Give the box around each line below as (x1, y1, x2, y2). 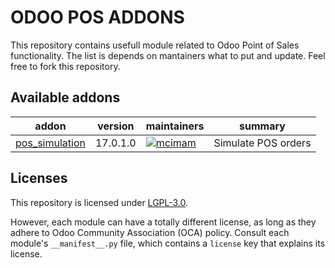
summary (239, 119, 286, 133)
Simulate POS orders (213, 136, 312, 150)
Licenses (10, 170, 68, 187)
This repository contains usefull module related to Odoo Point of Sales (10, 39, 300, 51)
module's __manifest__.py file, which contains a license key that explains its (10, 237, 326, 249)
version (97, 119, 135, 133)
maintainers (145, 119, 205, 133)
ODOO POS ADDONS (10, 6, 185, 29)
